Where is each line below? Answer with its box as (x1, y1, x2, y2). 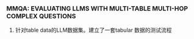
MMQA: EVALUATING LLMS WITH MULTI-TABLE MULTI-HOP (6, 4, 188, 13)
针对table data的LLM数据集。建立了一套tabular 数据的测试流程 (15, 26, 172, 34)
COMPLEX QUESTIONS (6, 12, 76, 20)
